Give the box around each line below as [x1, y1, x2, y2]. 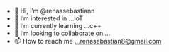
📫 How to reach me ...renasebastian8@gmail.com [13, 37, 162, 45]
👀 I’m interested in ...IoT [13, 14, 84, 22]
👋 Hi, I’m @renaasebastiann [13, 7, 95, 15]
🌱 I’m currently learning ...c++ [13, 22, 102, 30]
